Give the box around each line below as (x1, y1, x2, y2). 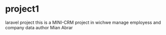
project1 (5, 3, 39, 15)
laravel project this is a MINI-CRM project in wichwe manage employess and (5, 19, 162, 25)
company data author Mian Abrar (5, 24, 73, 30)
